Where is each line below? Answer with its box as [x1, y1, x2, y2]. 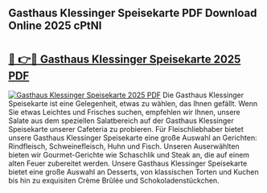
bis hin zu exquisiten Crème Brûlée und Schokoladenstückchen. [8, 176, 220, 185]
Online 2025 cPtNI [8, 19, 102, 33]
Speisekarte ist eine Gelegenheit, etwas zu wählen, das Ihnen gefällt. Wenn [8, 99, 258, 108]
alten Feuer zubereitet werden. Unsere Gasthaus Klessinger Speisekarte [8, 158, 248, 168]
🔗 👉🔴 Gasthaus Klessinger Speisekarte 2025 [8, 52, 241, 66]
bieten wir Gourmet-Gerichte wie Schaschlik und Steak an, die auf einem [8, 150, 250, 159]
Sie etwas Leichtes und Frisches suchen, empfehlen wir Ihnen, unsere [8, 108, 241, 117]
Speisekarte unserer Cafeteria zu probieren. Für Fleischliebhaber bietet [8, 125, 244, 133]
